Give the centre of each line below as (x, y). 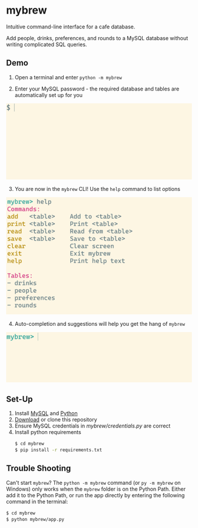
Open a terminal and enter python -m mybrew (68, 77)
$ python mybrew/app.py (35, 519)
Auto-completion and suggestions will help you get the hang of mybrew (100, 324)
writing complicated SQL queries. (47, 44)
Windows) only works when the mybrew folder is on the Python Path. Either (96, 489)
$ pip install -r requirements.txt (58, 450)
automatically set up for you (49, 95)
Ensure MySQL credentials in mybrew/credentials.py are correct (93, 426)
